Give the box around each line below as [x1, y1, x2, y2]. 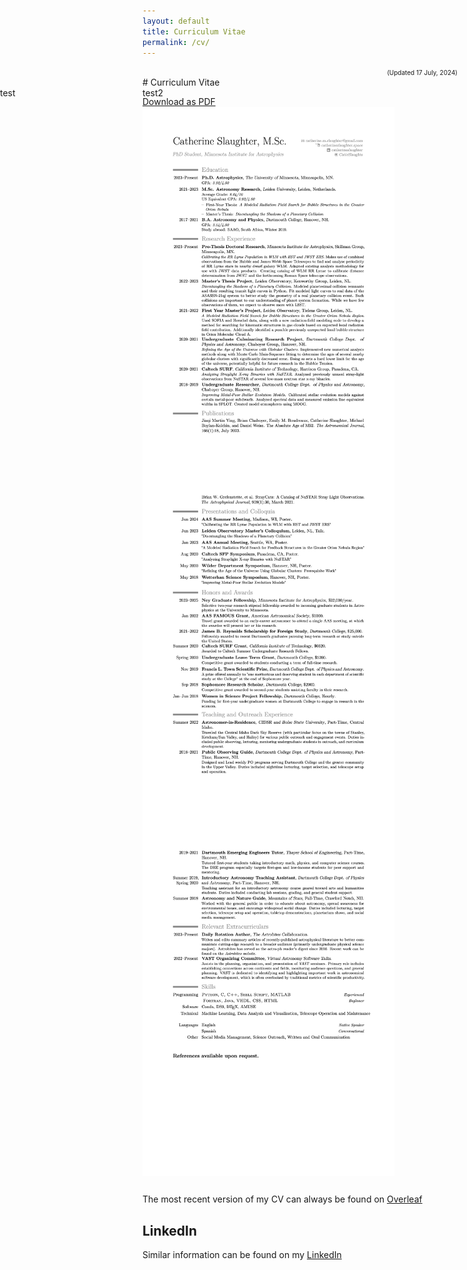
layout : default [142, 16, 210, 26]
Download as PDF [142, 96, 216, 108]
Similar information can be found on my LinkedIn [142, 1248, 342, 1260]
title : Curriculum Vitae [142, 26, 246, 37]
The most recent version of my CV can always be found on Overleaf [142, 1193, 423, 1205]
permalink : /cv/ [142, 37, 210, 47]
